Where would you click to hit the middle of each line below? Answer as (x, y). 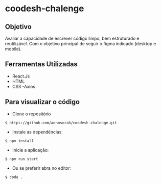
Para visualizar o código (42, 102)
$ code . (14, 177)
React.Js (21, 76)
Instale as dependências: (37, 132)
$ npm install (20, 141)
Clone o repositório (32, 114)
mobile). (13, 49)
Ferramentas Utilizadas (41, 64)
